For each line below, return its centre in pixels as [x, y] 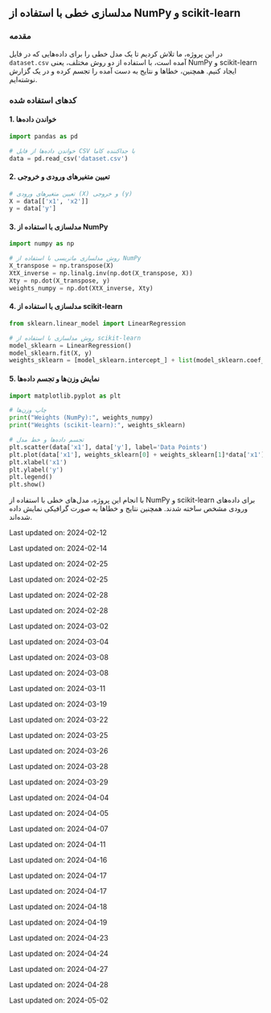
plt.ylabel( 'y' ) [36, 470]
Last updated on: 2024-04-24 [59, 953]
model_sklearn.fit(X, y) [51, 353]
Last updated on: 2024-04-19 [58, 922]
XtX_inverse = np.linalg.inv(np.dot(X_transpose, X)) [101, 274]
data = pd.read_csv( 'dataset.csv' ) [69, 159]
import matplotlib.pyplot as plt [65, 396]
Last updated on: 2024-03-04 [59, 642]
